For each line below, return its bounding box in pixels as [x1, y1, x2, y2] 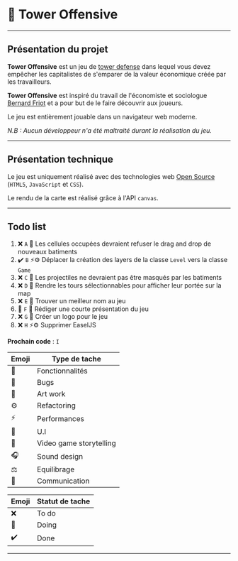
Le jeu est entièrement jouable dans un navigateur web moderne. [7, 112, 198, 121]
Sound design [36, 451, 84, 461]
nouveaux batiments [17, 248, 78, 256]
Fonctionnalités [36, 366, 89, 376]
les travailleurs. [7, 77, 52, 86]
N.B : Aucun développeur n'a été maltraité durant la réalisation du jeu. [7, 126, 212, 134]
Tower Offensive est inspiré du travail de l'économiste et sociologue [7, 91, 208, 99]
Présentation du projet [7, 43, 108, 55]
